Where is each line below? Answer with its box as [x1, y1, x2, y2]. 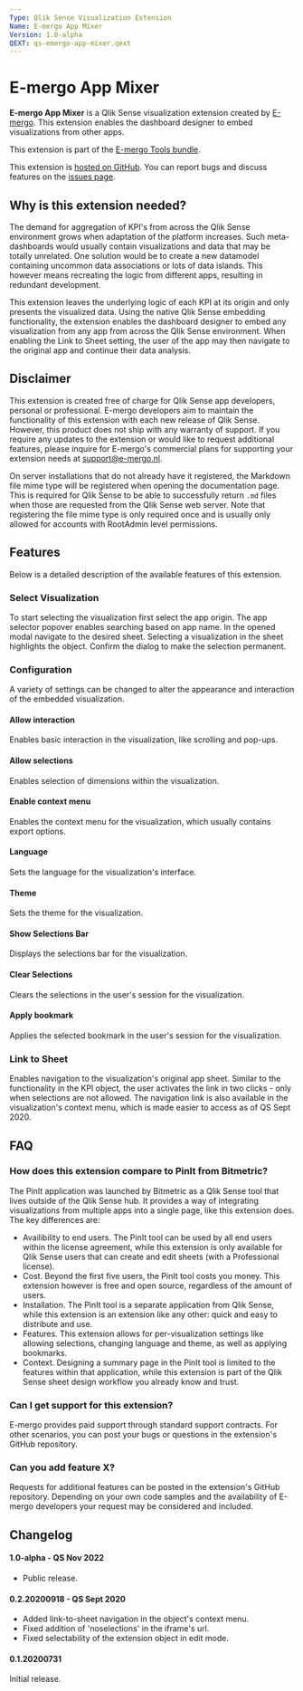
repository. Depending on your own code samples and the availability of [9, 1491, 278, 1503]
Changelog [9, 1527, 73, 1543]
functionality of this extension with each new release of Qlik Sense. [9, 414, 260, 425]
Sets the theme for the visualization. [9, 907, 144, 919]
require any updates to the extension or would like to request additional [9, 434, 275, 444]
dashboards [9, 241, 54, 252]
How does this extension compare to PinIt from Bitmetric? [9, 1165, 269, 1178]
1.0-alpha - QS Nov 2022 [9, 1552, 105, 1563]
